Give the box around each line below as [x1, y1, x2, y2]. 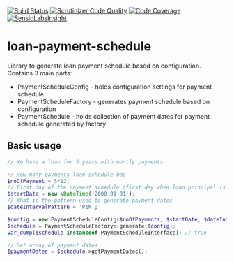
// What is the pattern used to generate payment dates [7, 197, 173, 204]
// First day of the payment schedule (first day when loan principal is [7, 184, 226, 191]
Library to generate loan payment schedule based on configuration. [7, 61, 201, 70]
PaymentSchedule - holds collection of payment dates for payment [17, 112, 210, 120]
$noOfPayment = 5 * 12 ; [7, 177, 70, 184]
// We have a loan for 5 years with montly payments [7, 158, 164, 166]
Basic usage [7, 140, 61, 152]
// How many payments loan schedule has [7, 171, 127, 178]
